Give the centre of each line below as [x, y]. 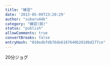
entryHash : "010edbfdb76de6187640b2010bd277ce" [55, 42]
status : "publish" [24, 28]
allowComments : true [27, 33]
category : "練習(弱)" [26, 24]
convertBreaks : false [28, 38]
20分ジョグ [17, 57]
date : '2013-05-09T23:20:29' [35, 14]
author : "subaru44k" [27, 19]
